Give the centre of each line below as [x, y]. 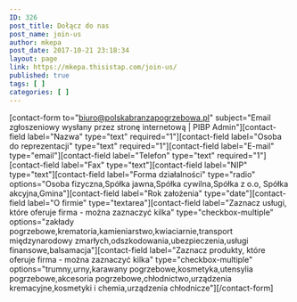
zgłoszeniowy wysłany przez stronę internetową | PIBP [110, 127]
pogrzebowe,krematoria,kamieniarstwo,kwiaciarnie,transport [121, 231]
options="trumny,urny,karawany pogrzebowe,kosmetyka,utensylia [132, 269]
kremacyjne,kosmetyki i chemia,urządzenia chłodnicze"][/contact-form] [141, 288]
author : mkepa [36, 42]
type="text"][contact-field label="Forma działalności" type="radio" [132, 174]
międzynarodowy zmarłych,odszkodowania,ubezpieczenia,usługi [129, 241]
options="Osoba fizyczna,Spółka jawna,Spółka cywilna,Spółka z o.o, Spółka [149, 184]
